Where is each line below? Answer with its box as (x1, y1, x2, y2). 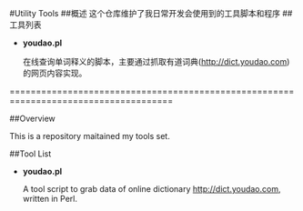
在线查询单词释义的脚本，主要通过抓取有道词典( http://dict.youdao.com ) (22, 56, 290, 66)
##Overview (9, 113, 56, 124)
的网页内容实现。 (22, 67, 87, 78)
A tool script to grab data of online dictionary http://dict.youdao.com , (22, 184, 281, 194)
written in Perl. (22, 194, 77, 204)
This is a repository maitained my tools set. (9, 131, 170, 141)
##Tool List (9, 148, 52, 159)
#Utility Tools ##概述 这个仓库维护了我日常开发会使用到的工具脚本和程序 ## (9, 8, 293, 18)
